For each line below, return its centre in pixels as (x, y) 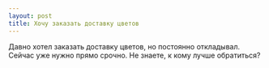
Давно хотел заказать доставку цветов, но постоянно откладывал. (124, 46)
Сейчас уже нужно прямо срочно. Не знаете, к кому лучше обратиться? (134, 55)
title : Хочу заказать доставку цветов (74, 23)
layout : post (30, 16)
